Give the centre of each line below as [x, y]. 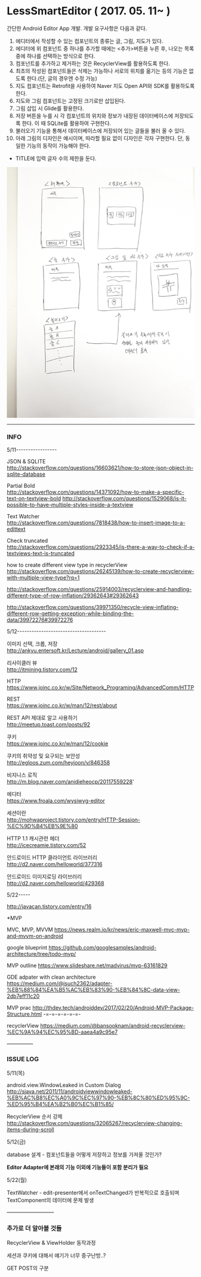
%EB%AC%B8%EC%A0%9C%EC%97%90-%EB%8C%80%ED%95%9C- [98, 1098]
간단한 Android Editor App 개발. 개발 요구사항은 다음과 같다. [77, 28]
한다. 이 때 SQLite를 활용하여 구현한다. [67, 123]
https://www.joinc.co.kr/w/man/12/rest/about [62, 705]
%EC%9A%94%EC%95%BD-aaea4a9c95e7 [62, 1032]
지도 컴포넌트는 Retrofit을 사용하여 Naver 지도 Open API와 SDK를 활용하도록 [105, 85]
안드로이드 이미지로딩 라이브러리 [44, 876]
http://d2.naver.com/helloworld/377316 [55, 864]
